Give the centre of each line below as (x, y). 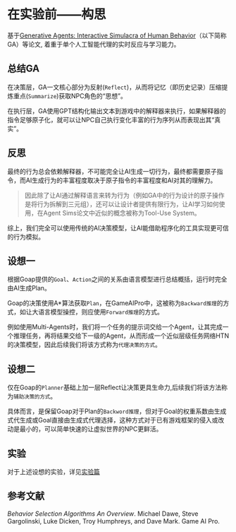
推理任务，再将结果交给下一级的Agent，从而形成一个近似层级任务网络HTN (121, 336)
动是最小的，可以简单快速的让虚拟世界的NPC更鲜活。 (85, 429)
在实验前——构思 (57, 14)
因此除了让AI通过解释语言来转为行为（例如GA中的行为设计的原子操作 (125, 195)
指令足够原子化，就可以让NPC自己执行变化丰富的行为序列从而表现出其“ (111, 119)
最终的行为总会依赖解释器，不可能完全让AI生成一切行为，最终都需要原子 (112, 171)
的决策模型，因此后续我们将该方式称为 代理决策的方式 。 (85, 345)
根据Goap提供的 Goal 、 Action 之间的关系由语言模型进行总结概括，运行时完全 (117, 279)
